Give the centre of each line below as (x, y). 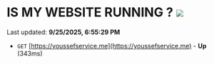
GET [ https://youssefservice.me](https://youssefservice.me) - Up (112, 46)
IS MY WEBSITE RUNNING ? (90, 12)
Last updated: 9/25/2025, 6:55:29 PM (63, 32)
